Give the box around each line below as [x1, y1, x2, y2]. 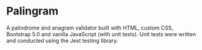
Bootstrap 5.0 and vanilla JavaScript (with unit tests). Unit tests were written [6, 30, 196, 37]
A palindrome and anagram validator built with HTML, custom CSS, [6, 24, 173, 31]
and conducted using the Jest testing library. [6, 37, 118, 44]
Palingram [6, 4, 59, 18]
